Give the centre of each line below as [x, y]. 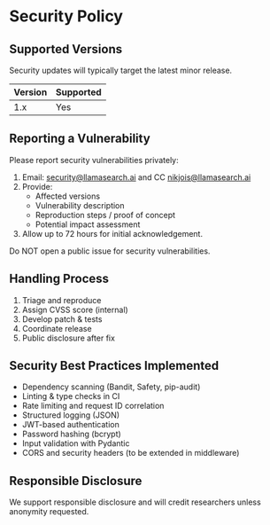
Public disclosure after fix [68, 338]
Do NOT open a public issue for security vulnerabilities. [110, 251]
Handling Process [59, 279]
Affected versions [67, 196]
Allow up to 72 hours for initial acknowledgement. [112, 233]
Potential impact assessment [88, 224]
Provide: [37, 186]
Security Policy [66, 16]
